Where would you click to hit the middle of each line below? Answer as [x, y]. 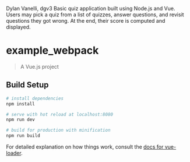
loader [14, 153]
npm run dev [20, 120]
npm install [20, 104]
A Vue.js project [40, 66]
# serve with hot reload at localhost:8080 [60, 114]
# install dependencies [35, 98]
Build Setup [27, 85]
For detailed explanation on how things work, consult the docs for [85, 147]
